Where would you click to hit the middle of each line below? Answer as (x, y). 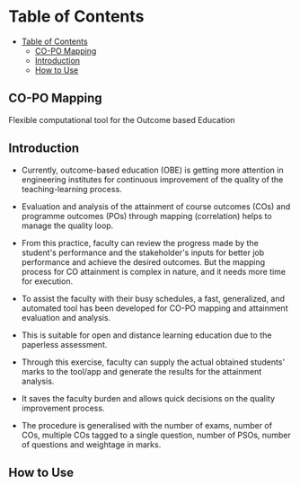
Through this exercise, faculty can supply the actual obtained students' (153, 362)
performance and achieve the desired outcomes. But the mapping (143, 261)
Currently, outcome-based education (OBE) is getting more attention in (152, 170)
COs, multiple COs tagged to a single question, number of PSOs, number (156, 435)
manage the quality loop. (67, 225)
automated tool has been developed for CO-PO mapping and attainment (154, 308)
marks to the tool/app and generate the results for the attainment (141, 371)
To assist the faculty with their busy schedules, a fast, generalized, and (153, 298)
